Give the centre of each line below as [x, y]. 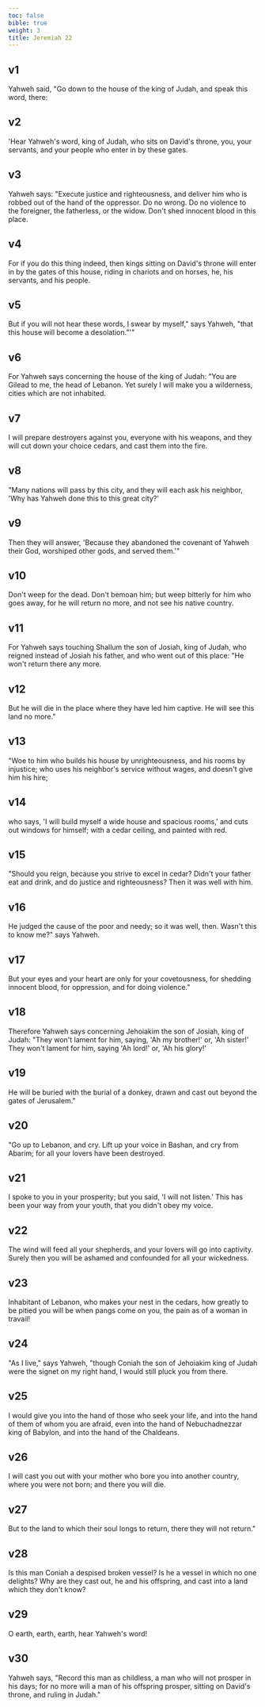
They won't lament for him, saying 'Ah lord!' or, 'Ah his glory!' [108, 1048]
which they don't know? [47, 1590]
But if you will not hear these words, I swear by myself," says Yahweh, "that [131, 324]
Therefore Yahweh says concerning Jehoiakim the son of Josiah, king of [126, 1031]
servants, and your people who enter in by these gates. [98, 150]
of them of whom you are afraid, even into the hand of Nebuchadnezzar [125, 1424]
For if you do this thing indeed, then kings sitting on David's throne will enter [132, 263]
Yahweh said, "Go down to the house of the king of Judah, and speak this [128, 89]
